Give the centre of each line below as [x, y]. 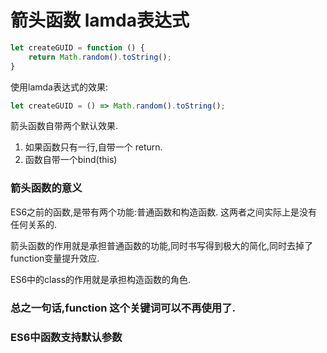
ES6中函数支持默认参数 [66, 337]
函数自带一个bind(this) [71, 160]
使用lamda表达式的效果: [59, 87]
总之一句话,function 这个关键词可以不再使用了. [123, 308]
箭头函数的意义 [46, 188]
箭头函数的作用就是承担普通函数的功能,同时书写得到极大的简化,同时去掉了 [162, 245]
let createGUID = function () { [77, 47]
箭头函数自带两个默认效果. [64, 126]
